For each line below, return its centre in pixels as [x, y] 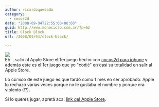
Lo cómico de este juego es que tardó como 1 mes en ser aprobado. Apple [80, 79]
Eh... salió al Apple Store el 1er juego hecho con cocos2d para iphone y [76, 59]
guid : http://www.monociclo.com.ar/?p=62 [48, 28]
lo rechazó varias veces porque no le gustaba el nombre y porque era [75, 84]
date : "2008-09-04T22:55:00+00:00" [41, 23]
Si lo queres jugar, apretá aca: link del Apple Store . [56, 99]
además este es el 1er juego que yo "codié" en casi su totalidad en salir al [79, 65]
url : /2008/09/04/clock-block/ [37, 37]
